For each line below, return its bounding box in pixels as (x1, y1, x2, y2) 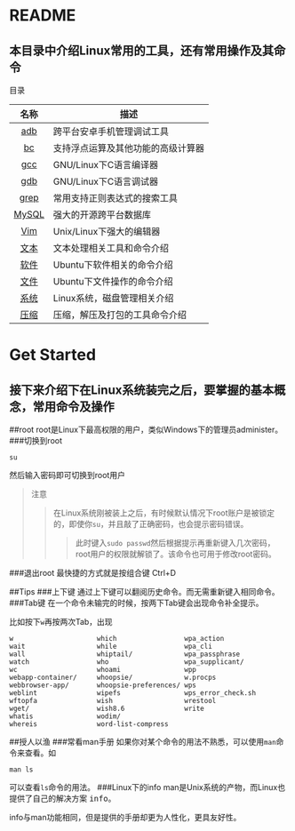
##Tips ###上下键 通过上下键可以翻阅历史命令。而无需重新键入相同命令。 (9, 587, 280, 596)
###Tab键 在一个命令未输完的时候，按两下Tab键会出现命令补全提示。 (9, 597, 264, 608)
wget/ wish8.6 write (9, 704, 204, 713)
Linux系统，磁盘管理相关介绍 (52, 292, 174, 304)
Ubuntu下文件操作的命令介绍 (52, 276, 173, 287)
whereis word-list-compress (9, 720, 169, 729)
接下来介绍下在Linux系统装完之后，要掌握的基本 (9, 382, 274, 397)
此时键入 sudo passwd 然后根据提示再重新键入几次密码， (75, 538, 275, 547)
